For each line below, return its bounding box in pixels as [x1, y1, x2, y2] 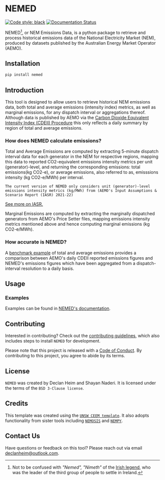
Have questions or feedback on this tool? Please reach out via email [5, 445, 142, 451]
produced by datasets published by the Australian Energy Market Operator [5, 40, 156, 46]
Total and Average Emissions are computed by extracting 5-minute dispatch [5, 148, 159, 155]
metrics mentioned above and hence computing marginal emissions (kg [5, 221, 150, 227]
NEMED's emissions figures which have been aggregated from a [5, 260, 136, 266]
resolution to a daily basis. [21, 266, 75, 271]
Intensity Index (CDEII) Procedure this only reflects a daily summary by [5, 120, 148, 126]
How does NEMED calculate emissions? [5, 137, 102, 144]
